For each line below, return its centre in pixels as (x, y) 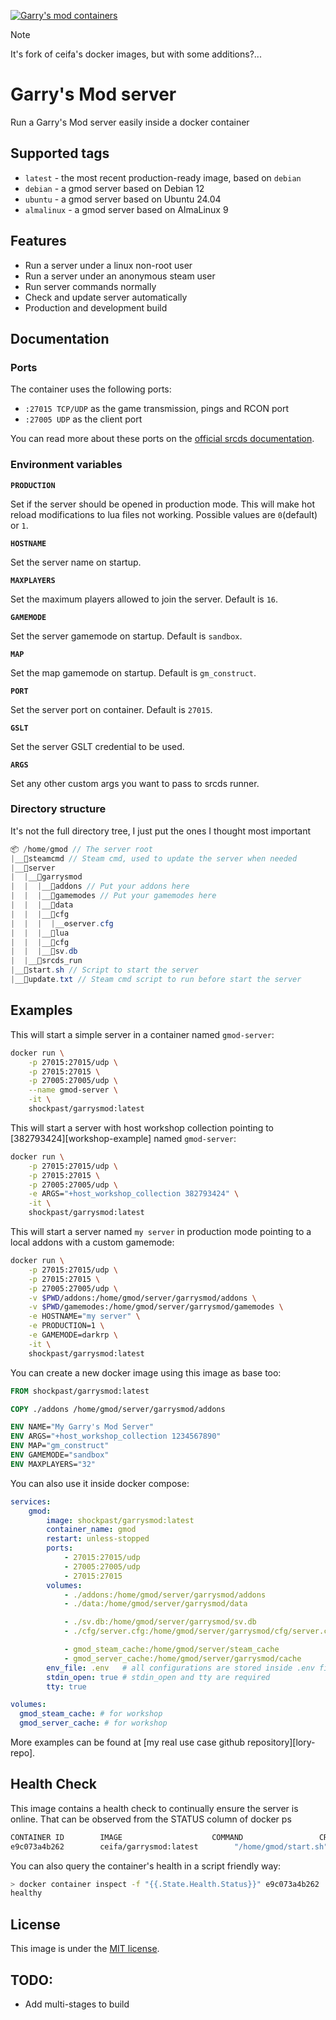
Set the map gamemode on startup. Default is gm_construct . (133, 672)
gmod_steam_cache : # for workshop (91, 1714)
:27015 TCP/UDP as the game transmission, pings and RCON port (157, 409)
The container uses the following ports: (91, 389)
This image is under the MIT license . (85, 1949)
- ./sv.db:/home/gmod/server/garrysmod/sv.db (160, 1622)
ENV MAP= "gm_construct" (60, 1446)
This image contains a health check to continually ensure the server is (154, 1808)
